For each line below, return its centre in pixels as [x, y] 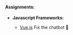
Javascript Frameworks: [38, 18]
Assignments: [20, 7]
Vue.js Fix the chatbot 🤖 [44, 28]
